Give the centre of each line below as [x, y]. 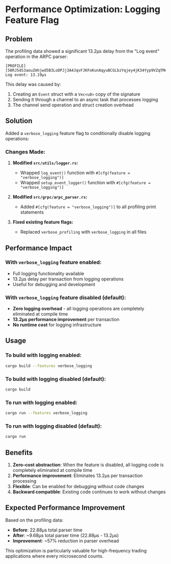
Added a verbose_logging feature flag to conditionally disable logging [78, 133]
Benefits [19, 452]
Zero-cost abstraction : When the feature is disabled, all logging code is [88, 465]
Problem [19, 39]
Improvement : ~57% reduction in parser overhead [66, 541]
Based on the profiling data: [34, 520]
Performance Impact [39, 248]
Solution [19, 121]
